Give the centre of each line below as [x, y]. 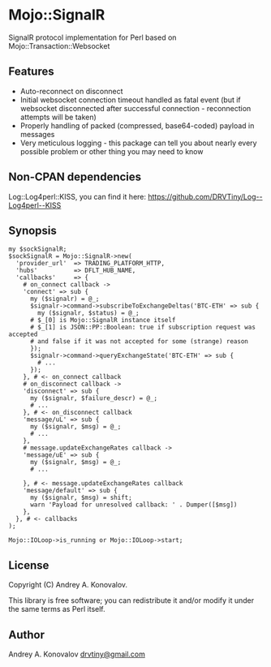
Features [31, 72]
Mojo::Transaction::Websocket [59, 45]
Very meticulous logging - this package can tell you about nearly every [138, 143]
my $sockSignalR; [38, 249]
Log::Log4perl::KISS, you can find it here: [77, 196]
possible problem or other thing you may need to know [112, 151]
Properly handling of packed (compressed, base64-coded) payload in [137, 125]
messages [37, 134]
